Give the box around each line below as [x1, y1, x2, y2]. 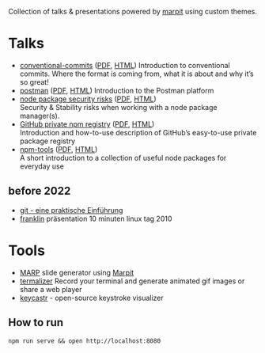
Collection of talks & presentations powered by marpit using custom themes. [8, 7, 258, 16]
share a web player [19, 284, 82, 294]
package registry [19, 136, 76, 146]
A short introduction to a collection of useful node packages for [19, 153, 227, 162]
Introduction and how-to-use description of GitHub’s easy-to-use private [19, 127, 257, 137]
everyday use [19, 161, 65, 171]
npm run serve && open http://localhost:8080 [8, 336, 161, 345]
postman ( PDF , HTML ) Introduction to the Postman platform [19, 85, 214, 95]
